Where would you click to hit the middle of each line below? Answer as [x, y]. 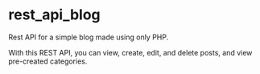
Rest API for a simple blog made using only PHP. [89, 37]
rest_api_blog [54, 15]
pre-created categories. [48, 61]
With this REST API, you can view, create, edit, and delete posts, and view [130, 52]
